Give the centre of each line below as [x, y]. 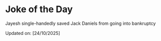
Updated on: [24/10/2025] [33, 33]
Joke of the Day [39, 9]
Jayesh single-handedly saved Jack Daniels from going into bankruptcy [81, 23]
